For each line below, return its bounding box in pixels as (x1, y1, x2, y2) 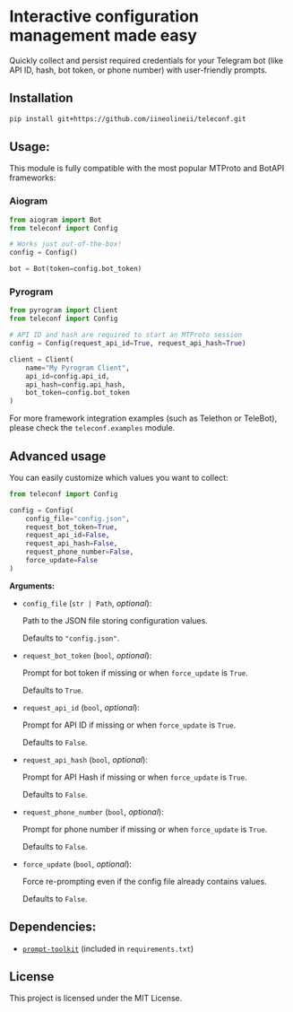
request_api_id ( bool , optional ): (22, 702, 141, 712)
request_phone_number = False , (25, 547, 134, 557)
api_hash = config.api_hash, (25, 379, 126, 389)
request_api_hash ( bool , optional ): (22, 754, 148, 764)
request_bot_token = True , (25, 522, 118, 531)
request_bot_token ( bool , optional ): (22, 650, 152, 660)
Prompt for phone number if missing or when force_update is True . (22, 824, 268, 834)
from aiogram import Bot (9, 215, 102, 224)
